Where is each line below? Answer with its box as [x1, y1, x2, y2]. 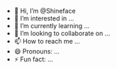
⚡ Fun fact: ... [13, 55, 53, 63]
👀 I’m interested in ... [13, 14, 74, 23]
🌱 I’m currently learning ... [13, 22, 90, 30]
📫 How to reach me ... [13, 37, 80, 45]
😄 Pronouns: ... [13, 47, 60, 56]
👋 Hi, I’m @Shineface [13, 7, 76, 15]
